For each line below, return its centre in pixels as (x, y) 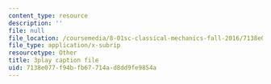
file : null (27, 30)
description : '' (35, 23)
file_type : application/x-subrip (65, 46)
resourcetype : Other (43, 53)
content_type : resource (48, 16)
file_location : (34, 38)
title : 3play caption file (54, 61)
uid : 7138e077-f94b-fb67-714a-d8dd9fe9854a (83, 68)
